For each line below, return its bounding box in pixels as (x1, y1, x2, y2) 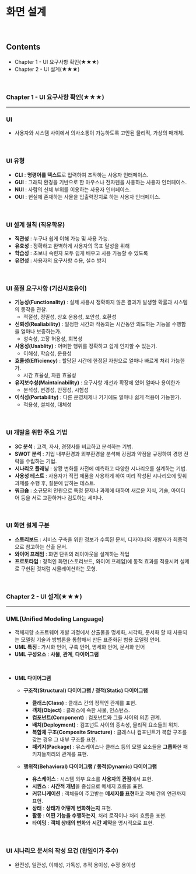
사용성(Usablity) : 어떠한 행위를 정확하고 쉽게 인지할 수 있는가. (14, 343, 157, 350)
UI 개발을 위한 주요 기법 (6, 428, 68, 436)
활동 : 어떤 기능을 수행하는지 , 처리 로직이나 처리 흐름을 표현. (32, 812, 167, 819)
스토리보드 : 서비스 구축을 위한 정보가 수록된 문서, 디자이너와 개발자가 (14, 536, 172, 543)
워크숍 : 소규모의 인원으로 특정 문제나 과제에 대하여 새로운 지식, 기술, (14, 487, 170, 494)
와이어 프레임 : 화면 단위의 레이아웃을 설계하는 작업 (14, 550, 130, 558)
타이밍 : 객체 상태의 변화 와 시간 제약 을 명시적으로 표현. (32, 820, 155, 827)
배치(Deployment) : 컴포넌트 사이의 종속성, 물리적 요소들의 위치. (32, 721, 180, 728)
